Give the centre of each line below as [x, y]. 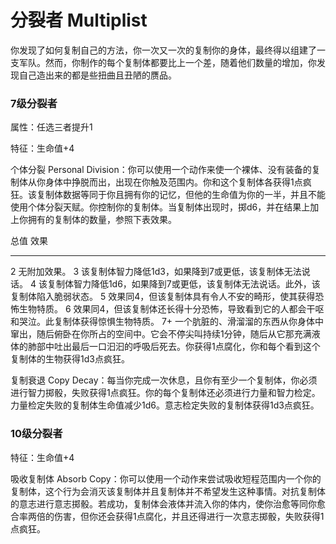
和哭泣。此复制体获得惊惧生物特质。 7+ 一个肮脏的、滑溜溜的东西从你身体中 [167, 322]
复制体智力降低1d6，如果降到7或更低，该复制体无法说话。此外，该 [183, 284]
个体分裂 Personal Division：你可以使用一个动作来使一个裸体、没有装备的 [161, 170]
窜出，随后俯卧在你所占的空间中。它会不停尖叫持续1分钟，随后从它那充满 [161, 334]
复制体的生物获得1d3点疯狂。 [70, 359]
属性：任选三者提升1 [51, 127]
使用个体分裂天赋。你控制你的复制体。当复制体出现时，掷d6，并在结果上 [160, 207]
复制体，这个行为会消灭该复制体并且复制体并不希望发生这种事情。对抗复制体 [168, 491]
